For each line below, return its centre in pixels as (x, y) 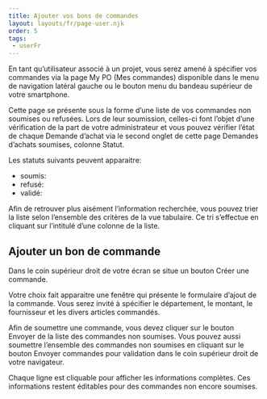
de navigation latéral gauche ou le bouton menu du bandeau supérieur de (130, 86)
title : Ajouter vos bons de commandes (73, 16)
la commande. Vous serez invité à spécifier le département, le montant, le (131, 303)
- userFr (27, 46)
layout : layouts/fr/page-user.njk (67, 23)
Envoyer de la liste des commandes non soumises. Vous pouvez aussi (125, 336)
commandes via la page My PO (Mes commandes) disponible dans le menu (134, 78)
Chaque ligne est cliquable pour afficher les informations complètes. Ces (129, 377)
